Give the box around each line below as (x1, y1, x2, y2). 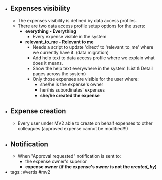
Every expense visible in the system (32, 33, 107, 39)
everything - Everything (25, 28, 76, 34)
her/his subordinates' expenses (40, 86, 105, 93)
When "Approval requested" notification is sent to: (17, 153, 121, 159)
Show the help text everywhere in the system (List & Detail (32, 65, 153, 71)
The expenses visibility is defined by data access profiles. (17, 17, 137, 23)
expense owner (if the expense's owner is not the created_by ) (25, 164, 157, 170)
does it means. (32, 60, 63, 66)
